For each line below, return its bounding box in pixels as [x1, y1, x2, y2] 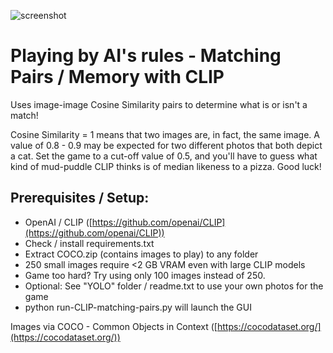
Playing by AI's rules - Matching [10, 45, 282, 67]
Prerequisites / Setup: [10, 190, 150, 207]
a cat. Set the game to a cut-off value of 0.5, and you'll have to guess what [10, 150, 318, 162]
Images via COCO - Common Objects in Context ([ [10, 320, 218, 332]
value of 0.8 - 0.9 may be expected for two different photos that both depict [10, 139, 323, 151]
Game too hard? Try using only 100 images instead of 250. [24, 269, 266, 281]
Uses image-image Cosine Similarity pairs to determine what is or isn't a [10, 98, 308, 110]
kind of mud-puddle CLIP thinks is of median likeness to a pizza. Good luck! [10, 160, 322, 172]
